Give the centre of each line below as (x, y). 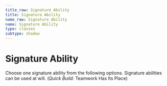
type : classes (20, 29)
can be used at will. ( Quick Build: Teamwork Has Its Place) (66, 78)
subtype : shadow (22, 34)
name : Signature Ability (32, 24)
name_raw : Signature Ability (36, 19)
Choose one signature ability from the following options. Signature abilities (83, 73)
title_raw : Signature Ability (38, 10)
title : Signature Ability (33, 15)
